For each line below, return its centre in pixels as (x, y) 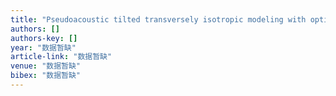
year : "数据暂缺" (43, 47)
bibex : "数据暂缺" (46, 76)
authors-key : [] (44, 38)
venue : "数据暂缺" (46, 66)
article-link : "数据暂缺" (61, 57)
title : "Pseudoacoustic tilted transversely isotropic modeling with (158, 19)
